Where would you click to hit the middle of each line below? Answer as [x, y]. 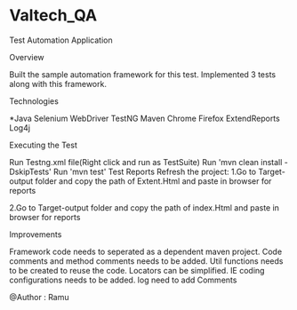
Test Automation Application [61, 40]
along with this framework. [58, 83]
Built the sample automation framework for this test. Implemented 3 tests [143, 74]
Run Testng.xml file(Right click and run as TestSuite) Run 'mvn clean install [146, 162]
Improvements [36, 234]
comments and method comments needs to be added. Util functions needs [146, 261]
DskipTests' [30, 171]
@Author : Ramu [39, 297]
